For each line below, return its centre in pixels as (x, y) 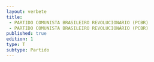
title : (14, 17)
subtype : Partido (28, 50)
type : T (16, 45)
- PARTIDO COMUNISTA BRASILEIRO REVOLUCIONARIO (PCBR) (78, 22)
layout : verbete (26, 12)
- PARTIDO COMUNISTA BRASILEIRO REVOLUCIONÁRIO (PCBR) (78, 28)
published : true (26, 34)
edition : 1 (20, 39)
